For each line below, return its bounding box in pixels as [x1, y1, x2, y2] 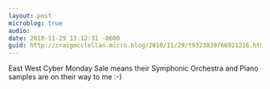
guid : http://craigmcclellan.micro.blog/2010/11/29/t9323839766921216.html [8, 42, 268, 50]
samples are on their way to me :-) [8, 72, 122, 82]
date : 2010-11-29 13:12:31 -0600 [8, 34, 121, 42]
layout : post [8, 11, 52, 20]
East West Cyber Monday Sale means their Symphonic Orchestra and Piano [8, 63, 259, 73]
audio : [8, 26, 31, 34]
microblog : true [8, 19, 63, 27]
